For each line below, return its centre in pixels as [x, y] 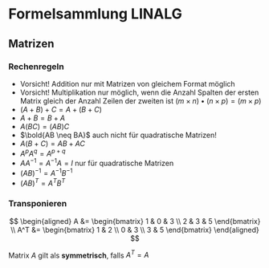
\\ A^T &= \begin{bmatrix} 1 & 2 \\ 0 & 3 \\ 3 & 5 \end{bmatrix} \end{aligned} [135, 229]
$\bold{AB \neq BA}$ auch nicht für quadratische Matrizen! [118, 135]
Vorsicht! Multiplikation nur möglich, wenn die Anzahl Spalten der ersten [139, 92]
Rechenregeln [36, 67]
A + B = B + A [43, 118]
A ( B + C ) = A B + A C [53, 143]
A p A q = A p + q [43, 152]
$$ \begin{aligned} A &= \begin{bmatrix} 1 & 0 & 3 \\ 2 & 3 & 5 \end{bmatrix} [135, 221]
